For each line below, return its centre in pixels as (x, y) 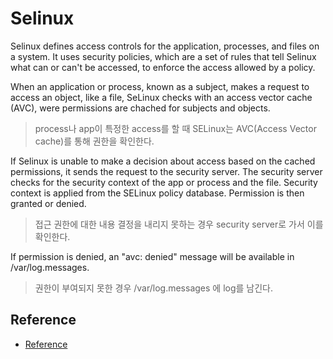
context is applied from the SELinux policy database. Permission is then (157, 193)
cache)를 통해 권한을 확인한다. (94, 141)
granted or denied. (48, 203)
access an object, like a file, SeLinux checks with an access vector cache (161, 97)
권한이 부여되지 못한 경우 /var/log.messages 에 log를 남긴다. (154, 288)
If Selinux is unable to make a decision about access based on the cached (163, 161)
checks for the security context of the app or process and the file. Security (164, 182)
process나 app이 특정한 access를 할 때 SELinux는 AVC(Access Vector (175, 128)
